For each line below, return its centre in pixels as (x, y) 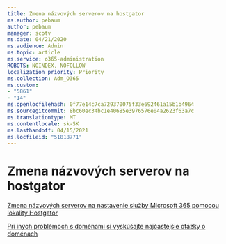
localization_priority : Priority (56, 72)
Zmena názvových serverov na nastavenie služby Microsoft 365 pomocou (113, 206)
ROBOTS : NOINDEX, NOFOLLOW (46, 66)
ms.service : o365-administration (56, 59)
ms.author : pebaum (34, 20)
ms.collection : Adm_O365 (43, 78)
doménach (23, 234)
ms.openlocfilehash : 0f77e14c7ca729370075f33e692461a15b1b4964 (101, 105)
